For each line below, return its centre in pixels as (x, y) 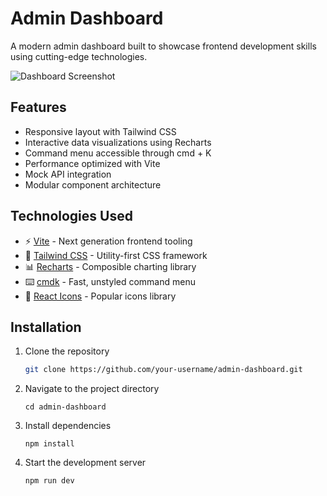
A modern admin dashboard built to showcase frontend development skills (163, 46)
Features (38, 107)
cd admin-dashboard (65, 407)
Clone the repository (67, 351)
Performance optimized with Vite (92, 163)
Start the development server (85, 463)
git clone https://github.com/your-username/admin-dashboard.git (163, 370)
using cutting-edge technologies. (79, 56)
